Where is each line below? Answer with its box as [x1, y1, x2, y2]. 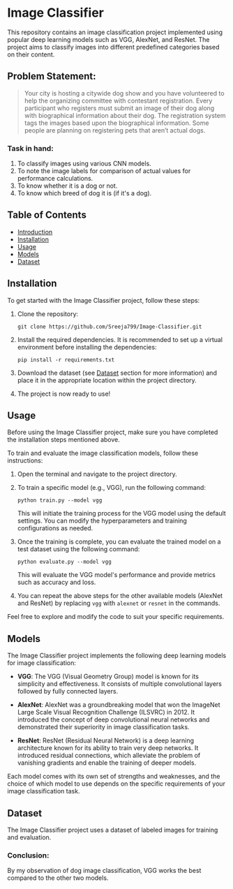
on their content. [7, 50, 55, 59]
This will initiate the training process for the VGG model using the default [17, 509, 227, 518]
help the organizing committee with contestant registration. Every [24, 96, 213, 105]
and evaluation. [7, 833, 52, 842]
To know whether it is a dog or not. [17, 181, 118, 190]
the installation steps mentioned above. [7, 435, 120, 444]
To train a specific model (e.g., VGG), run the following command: [17, 484, 206, 492]
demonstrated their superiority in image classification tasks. [17, 723, 190, 731]
